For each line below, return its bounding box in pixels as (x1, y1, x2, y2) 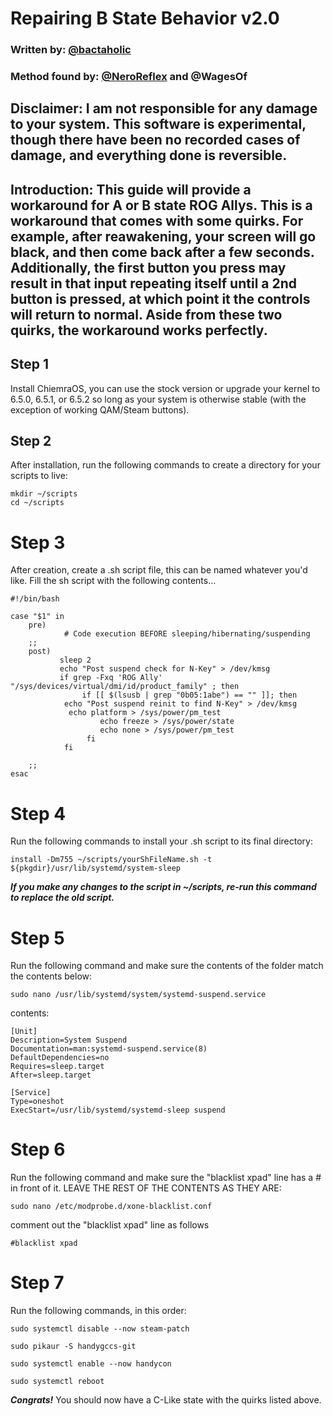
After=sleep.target (10, 1070, 92, 1081)
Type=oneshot (10, 1097, 65, 1107)
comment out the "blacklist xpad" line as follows (10, 1219, 210, 1231)
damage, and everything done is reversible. (10, 147, 288, 164)
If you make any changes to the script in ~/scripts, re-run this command (10, 881, 317, 893)
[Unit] (10, 1027, 38, 1037)
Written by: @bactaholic (10, 43, 132, 57)
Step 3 (10, 531, 66, 554)
